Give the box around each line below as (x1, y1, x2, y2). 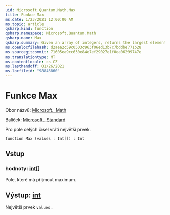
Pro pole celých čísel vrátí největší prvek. (5, 126, 91, 132)
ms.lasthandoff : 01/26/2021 (5, 64, 65, 69)
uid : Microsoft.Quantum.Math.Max (5, 7, 76, 13)
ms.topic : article (5, 21, 44, 27)
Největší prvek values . (5, 204, 53, 210)
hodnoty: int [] (5, 165, 40, 172)
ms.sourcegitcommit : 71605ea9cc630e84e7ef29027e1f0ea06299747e (5, 49, 142, 55)
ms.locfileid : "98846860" (5, 69, 60, 74)
